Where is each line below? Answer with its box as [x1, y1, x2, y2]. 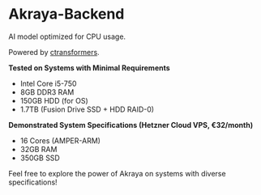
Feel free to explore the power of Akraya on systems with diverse [8, 168, 226, 178]
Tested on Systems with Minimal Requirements [8, 62, 170, 73]
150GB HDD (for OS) [19, 95, 88, 105]
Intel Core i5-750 [19, 78, 77, 88]
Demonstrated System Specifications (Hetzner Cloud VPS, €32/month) [8, 120, 254, 129]
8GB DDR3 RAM [19, 87, 75, 97]
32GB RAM [19, 144, 58, 154]
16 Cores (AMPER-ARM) [19, 135, 101, 146]
